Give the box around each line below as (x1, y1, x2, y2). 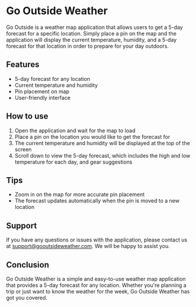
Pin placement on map (14, 87, 70, 95)
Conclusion (6, 260, 50, 270)
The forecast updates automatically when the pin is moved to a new (14, 197, 180, 204)
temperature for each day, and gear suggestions (14, 158, 133, 165)
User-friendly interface (14, 94, 71, 101)
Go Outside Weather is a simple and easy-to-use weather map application (6, 276, 186, 282)
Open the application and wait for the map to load (14, 127, 136, 134)
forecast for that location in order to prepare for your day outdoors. (6, 43, 169, 50)
